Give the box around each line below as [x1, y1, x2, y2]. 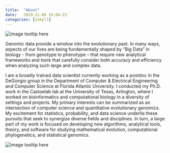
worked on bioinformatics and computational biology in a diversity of [5, 94, 150, 100]
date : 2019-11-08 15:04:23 [5, 12, 67, 17]
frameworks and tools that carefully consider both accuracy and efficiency [5, 57, 162, 63]
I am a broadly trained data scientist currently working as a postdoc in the [5, 72, 160, 79]
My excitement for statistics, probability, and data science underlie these [5, 110, 158, 116]
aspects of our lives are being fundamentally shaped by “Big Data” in [5, 46, 150, 53]
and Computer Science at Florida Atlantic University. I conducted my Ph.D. [5, 83, 161, 89]
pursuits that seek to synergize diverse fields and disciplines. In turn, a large [5, 116, 165, 122]
